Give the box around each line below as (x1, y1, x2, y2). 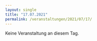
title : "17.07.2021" (5, 12, 48, 17)
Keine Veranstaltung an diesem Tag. (5, 30, 79, 36)
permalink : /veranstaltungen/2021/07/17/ (5, 16, 93, 21)
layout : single (5, 7, 37, 12)
